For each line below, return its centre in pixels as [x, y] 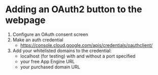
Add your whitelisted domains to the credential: [62, 51]
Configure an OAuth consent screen [50, 34]
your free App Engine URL [48, 61]
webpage [25, 20]
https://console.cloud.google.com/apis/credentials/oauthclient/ [86, 45]
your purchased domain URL [50, 67]
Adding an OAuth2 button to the [74, 9]
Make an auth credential [38, 40]
